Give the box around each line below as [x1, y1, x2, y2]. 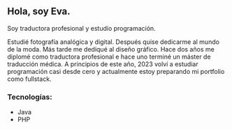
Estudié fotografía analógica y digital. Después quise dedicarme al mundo [7, 38, 220, 46]
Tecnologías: [7, 92, 52, 102]
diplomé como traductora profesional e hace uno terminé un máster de [7, 52, 211, 61]
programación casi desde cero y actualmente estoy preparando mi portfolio [7, 67, 225, 75]
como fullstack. [7, 75, 52, 83]
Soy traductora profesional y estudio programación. [7, 24, 156, 32]
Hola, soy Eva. [7, 6, 71, 17]
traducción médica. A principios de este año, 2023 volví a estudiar [7, 59, 198, 68]
